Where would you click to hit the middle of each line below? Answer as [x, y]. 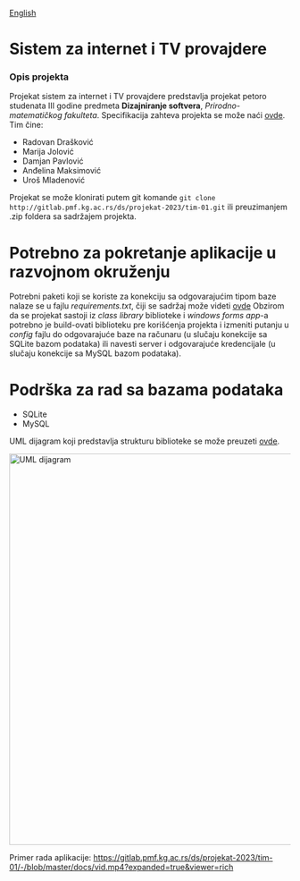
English [23, 13]
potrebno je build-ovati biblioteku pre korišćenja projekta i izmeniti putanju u [149, 325]
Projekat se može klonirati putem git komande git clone [112, 198]
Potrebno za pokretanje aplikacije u [143, 253]
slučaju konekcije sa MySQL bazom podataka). [95, 353]
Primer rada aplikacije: [50, 858]
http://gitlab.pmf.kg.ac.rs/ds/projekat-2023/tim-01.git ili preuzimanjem [149, 207]
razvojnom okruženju [90, 271]
